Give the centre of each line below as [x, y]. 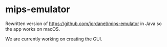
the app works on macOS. [33, 29]
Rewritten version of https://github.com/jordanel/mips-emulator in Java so [84, 24]
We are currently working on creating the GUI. [54, 39]
